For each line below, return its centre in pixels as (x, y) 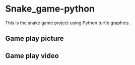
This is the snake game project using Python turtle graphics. (67, 23)
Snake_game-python (50, 9)
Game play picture (35, 39)
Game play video (32, 56)
